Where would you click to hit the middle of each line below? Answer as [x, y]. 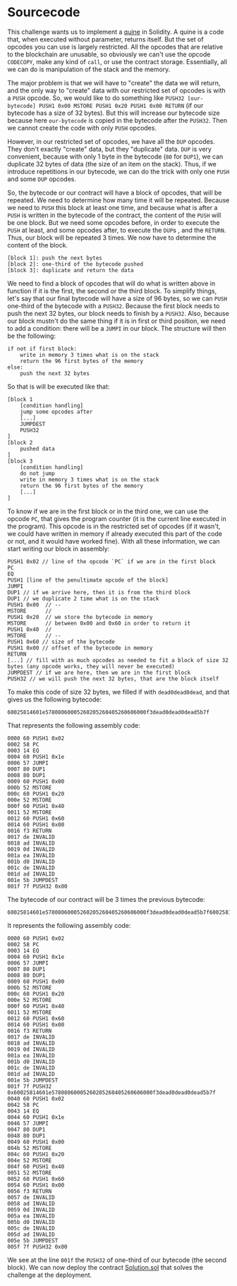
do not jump [37, 473]
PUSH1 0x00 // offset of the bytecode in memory [80, 648]
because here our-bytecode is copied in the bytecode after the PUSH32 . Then [117, 120]
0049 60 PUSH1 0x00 [36, 1142]
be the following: [32, 336]
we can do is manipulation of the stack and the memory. [89, 69]
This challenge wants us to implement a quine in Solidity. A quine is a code [116, 32]
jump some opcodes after [56, 412]
